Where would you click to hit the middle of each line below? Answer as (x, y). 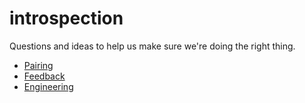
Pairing (38, 65)
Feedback (44, 76)
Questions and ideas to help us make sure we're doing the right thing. (152, 46)
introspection (66, 18)
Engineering (48, 86)
